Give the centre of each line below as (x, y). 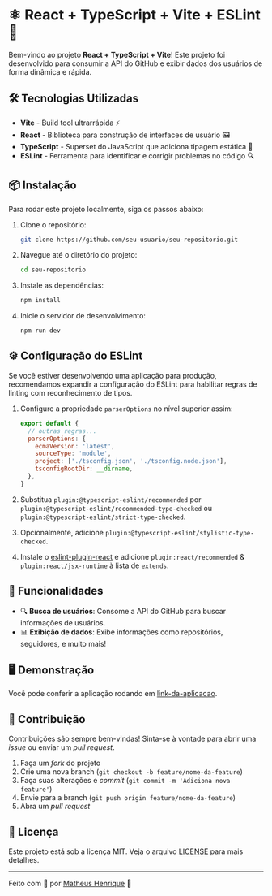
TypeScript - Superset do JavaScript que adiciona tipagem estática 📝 (136, 146)
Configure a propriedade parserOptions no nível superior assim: (126, 409)
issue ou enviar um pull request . (62, 747)
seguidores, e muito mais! (63, 643)
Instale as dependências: (62, 285)
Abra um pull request (55, 807)
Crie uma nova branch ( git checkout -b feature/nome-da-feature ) (131, 772)
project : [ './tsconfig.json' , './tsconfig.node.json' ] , (131, 461)
